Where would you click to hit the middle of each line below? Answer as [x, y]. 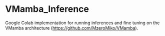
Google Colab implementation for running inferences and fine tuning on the [82, 23]
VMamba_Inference [47, 9]
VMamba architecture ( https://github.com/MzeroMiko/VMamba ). [72, 28]
